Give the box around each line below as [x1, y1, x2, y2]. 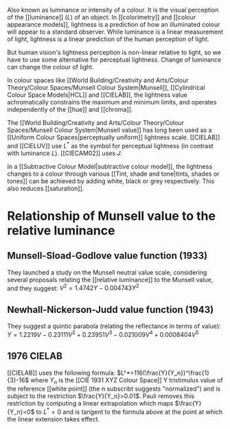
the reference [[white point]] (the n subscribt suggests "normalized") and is [7, 384, 221, 393]
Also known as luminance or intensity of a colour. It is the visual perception [7, 6, 219, 14]
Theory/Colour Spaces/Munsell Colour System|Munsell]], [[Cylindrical [7, 84, 205, 91]
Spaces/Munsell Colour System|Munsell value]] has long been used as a [7, 126, 212, 134]
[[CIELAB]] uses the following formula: [7, 369, 115, 377]
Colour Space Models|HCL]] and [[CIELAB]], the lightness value [7, 91, 187, 99]
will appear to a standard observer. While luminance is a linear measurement [7, 27, 224, 36]
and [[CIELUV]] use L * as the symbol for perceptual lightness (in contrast [7, 141, 214, 150]
